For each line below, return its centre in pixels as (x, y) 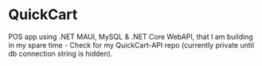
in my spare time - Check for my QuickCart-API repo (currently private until (131, 45)
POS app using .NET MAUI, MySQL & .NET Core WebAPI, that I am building (131, 37)
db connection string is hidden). (61, 53)
